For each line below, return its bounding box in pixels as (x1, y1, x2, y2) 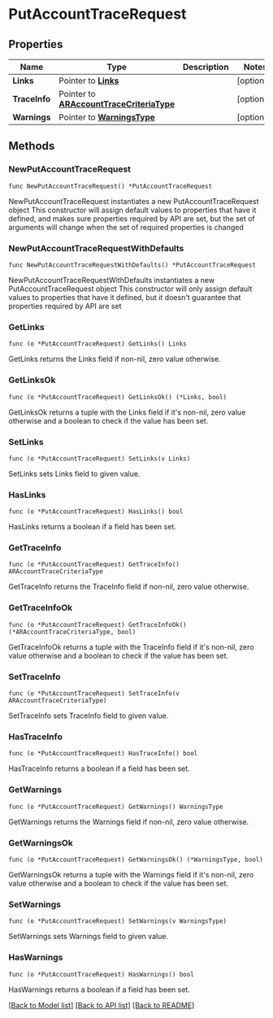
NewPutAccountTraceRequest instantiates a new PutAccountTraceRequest (8, 196, 259, 206)
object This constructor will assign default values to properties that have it (8, 205, 257, 215)
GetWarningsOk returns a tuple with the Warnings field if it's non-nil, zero (8, 869, 254, 879)
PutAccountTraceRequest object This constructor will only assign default (8, 284, 253, 294)
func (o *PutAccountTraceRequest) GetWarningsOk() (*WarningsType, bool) (8, 855, 264, 864)
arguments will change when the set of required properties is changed (8, 222, 244, 232)
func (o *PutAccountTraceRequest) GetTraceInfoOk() (8, 620, 187, 629)
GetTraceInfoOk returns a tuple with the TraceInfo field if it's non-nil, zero (8, 642, 254, 651)
